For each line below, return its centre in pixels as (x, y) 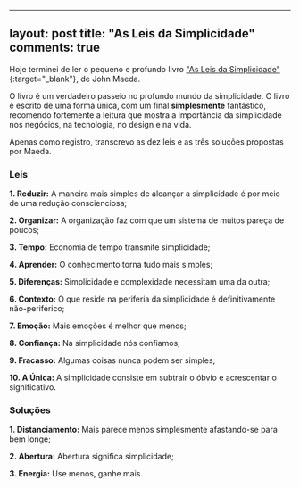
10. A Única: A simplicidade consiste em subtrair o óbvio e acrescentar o (143, 378)
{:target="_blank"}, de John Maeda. (75, 79)
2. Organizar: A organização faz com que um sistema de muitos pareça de (147, 220)
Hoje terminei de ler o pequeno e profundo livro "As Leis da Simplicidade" (145, 69)
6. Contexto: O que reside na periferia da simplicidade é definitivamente (142, 299)
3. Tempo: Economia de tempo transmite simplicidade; (110, 247)
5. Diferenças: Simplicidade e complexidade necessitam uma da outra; (140, 282)
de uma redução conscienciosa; (68, 203)
